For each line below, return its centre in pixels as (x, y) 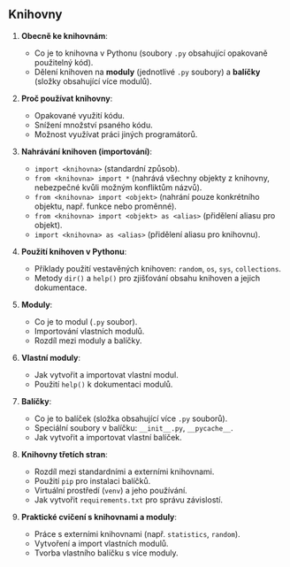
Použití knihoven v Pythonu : (74, 251)
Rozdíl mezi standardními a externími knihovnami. (124, 471)
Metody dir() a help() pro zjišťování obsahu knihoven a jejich (147, 278)
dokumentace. (61, 287)
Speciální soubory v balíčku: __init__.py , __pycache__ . (134, 427)
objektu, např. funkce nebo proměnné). (106, 206)
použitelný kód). (64, 62)
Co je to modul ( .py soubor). (86, 321)
